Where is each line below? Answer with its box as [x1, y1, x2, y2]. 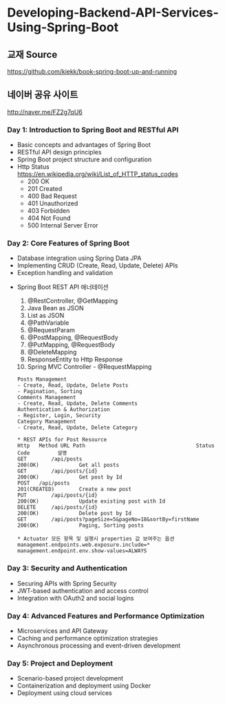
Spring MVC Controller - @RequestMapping [27, 363, 152, 371]
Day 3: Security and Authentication [7, 563, 127, 573]
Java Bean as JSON [27, 304, 84, 312]
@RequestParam [27, 326, 76, 334]
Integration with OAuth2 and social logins [17, 594, 134, 602]
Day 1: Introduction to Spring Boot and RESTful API [7, 125, 179, 134]
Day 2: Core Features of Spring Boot [7, 239, 130, 248]
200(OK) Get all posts [17, 462, 120, 469]
